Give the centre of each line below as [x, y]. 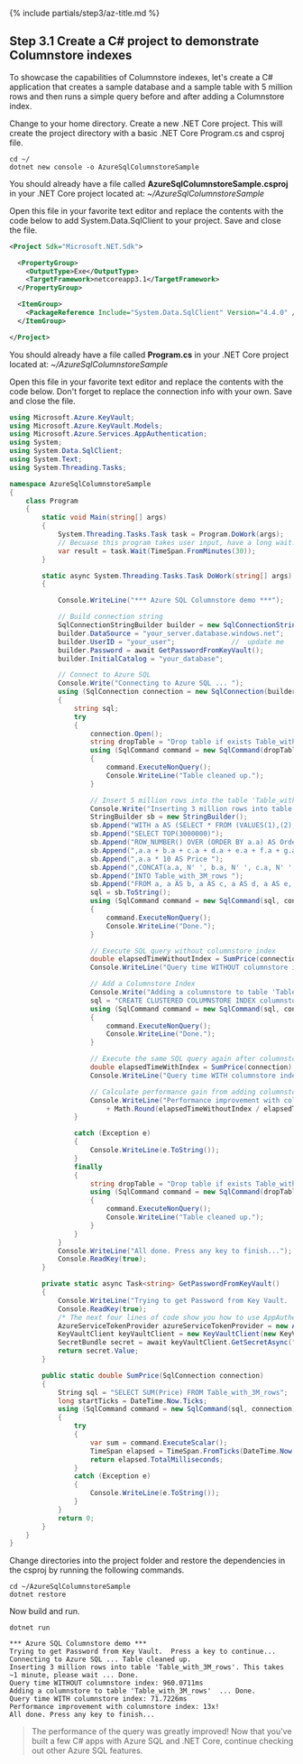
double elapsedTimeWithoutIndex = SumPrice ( [174, 959]
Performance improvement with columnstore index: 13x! [115, 1707]
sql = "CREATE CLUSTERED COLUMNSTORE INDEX [173, 1001]
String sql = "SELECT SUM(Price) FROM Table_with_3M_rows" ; [173, 1392]
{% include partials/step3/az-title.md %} [85, 13]
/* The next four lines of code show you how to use [158, 1317]
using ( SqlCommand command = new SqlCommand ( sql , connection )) [179, 1409]
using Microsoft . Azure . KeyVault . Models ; [87, 426]
